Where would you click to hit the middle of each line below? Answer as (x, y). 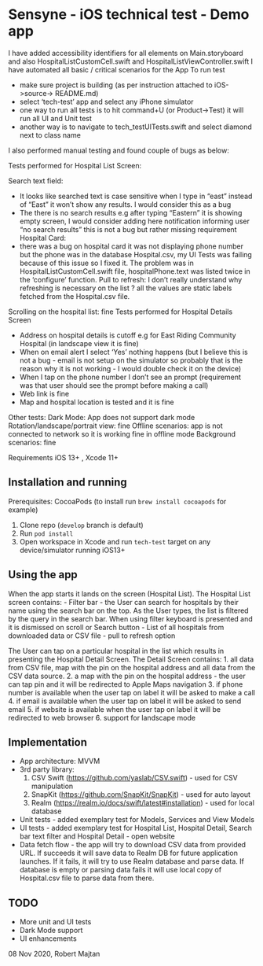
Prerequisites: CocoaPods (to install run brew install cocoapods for (117, 501)
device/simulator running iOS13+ (72, 550)
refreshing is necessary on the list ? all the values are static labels (126, 288)
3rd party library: (47, 769)
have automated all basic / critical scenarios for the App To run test (117, 69)
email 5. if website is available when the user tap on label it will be (115, 709)
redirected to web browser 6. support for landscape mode (102, 717)
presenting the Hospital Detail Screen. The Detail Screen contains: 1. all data (131, 659)
